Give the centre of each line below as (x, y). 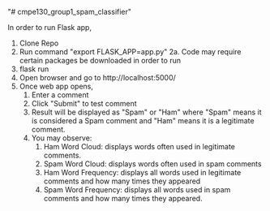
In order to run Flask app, (50, 27)
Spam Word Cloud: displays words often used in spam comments (152, 164)
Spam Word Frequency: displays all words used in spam (137, 189)
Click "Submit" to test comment (84, 103)
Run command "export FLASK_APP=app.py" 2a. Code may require (130, 52)
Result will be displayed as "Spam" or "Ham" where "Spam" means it (146, 112)
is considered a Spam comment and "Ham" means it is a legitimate (143, 121)
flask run (34, 69)
